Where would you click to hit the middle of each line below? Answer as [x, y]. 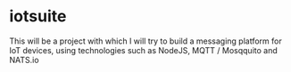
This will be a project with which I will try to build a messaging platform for [146, 41]
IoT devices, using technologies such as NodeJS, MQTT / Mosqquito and [144, 50]
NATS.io [24, 60]
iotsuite [38, 16]
